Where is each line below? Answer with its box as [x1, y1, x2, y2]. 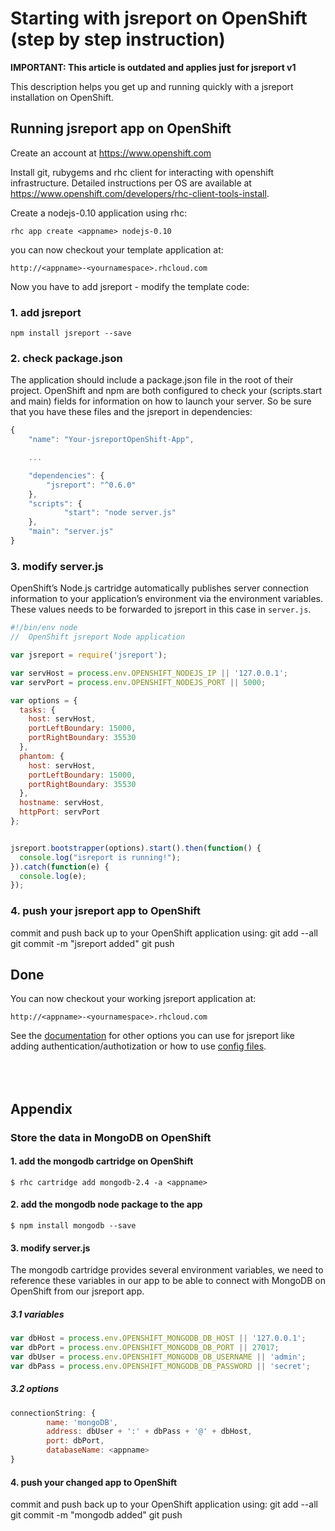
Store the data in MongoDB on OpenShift [10, 1130, 212, 1144]
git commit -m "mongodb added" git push [10, 1509, 183, 1521]
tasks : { [19, 705, 56, 715]
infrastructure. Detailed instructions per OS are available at [10, 177, 252, 189]
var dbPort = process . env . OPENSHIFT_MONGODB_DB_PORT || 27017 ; [10, 1343, 280, 1353]
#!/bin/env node [10, 623, 78, 633]
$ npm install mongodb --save [10, 1221, 137, 1231]
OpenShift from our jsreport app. [10, 1285, 145, 1297]
